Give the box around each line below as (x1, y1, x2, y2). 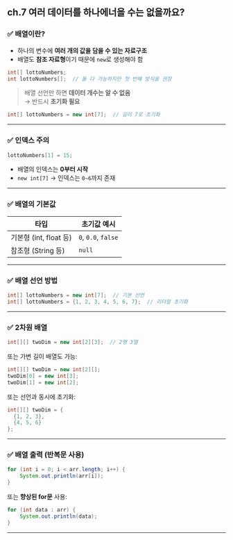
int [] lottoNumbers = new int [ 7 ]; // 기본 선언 (7, 292, 144, 299)
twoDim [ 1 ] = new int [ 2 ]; (7, 379, 79, 386)
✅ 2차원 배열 (7, 322, 48, 332)
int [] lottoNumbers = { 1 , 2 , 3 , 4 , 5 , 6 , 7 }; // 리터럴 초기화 (7, 298, 189, 305)
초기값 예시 (81, 219, 116, 229)
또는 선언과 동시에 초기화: (7, 392, 76, 401)
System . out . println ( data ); (19, 513, 98, 520)
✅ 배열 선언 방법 (7, 275, 58, 285)
